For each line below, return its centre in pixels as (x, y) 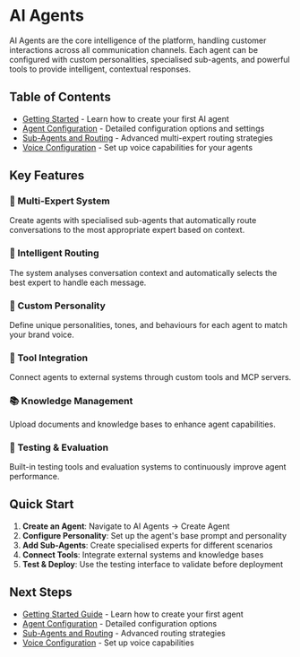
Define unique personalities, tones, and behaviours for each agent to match (149, 325)
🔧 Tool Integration (48, 358)
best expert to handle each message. (78, 282)
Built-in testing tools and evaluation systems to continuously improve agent (148, 466)
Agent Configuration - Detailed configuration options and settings (143, 128)
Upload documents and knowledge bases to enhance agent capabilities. (142, 424)
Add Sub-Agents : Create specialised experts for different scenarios (147, 545)
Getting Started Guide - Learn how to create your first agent (133, 614)
